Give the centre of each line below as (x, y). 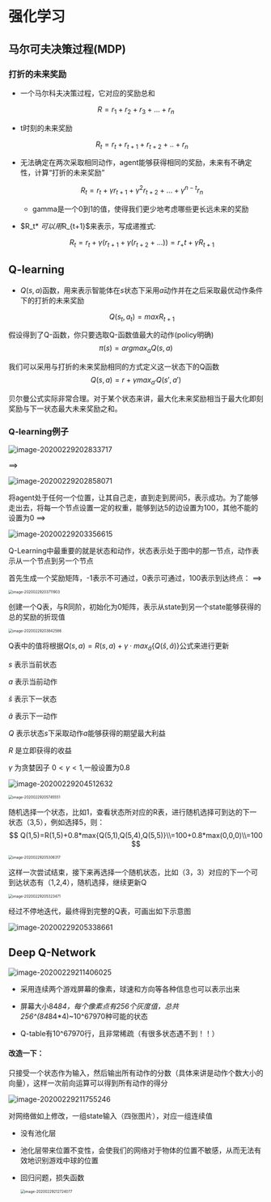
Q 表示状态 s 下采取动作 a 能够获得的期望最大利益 (87, 734)
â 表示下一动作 (33, 716)
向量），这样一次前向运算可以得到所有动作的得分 (88, 1083)
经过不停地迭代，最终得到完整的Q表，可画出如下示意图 (100, 912)
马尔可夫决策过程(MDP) (68, 49)
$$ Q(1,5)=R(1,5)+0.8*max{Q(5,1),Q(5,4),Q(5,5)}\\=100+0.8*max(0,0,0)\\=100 (136, 836)
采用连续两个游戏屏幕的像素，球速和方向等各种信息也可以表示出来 (130, 988)
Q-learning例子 (38, 431)
